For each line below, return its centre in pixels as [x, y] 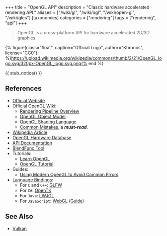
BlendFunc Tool [28, 148]
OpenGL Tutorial [37, 164]
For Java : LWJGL [37, 195]
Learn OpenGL [35, 158]
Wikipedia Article [30, 132]
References [23, 89]
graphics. [27, 38]
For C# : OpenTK [36, 190]
